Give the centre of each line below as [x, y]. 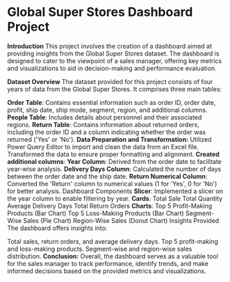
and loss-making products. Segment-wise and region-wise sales [100, 249]
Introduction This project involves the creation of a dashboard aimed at [110, 46]
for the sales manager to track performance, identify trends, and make [108, 263]
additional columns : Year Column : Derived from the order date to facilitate [115, 161]
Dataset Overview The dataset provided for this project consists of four [110, 81]
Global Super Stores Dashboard [100, 12]
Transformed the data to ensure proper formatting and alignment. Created [114, 154]
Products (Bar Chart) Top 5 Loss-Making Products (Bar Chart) [96, 213]
